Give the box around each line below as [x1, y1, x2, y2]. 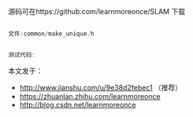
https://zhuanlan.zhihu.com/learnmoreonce [19, 91, 161, 101]
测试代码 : [8, 50, 35, 59]
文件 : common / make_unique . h [8, 30, 95, 38]
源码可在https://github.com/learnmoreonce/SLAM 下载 [8, 7, 186, 16]
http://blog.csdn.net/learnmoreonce [19, 100, 136, 109]
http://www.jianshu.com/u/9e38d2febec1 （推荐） [19, 82, 183, 92]
